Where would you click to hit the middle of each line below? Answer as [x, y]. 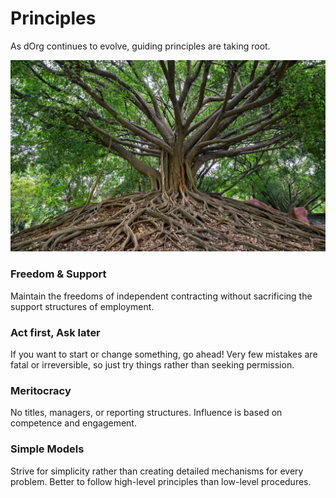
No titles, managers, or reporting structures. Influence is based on [146, 413]
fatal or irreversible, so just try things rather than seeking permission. [152, 364]
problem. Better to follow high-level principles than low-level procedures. [161, 481]
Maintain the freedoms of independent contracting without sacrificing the [161, 296]
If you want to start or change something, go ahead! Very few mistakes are [164, 354]
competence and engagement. [73, 423]
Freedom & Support [58, 274]
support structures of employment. [82, 306]
